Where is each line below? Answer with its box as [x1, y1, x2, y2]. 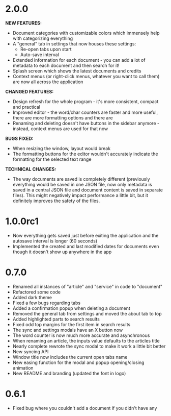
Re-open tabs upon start [20, 46, 72, 52]
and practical [12, 104, 41, 110]
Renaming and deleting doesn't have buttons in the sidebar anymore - [12, 120, 159, 126]
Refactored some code [12, 289, 61, 295]
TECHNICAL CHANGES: [5, 166, 56, 172]
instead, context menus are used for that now [12, 126, 108, 132]
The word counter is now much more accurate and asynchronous [12, 332, 150, 338]
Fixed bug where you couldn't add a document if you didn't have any [12, 405, 157, 411]
